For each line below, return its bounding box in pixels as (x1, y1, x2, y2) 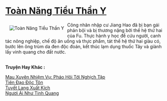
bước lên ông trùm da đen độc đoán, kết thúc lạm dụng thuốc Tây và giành (5, 43, 162, 49)
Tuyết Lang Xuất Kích (5, 84, 50, 91)
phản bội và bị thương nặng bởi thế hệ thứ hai (67, 27, 162, 33)
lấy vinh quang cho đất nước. (5, 49, 66, 55)
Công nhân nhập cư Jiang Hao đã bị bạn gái (67, 22, 159, 28)
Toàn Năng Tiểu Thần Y (5, 5, 107, 17)
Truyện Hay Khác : (5, 64, 45, 70)
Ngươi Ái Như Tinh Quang (5, 90, 60, 96)
